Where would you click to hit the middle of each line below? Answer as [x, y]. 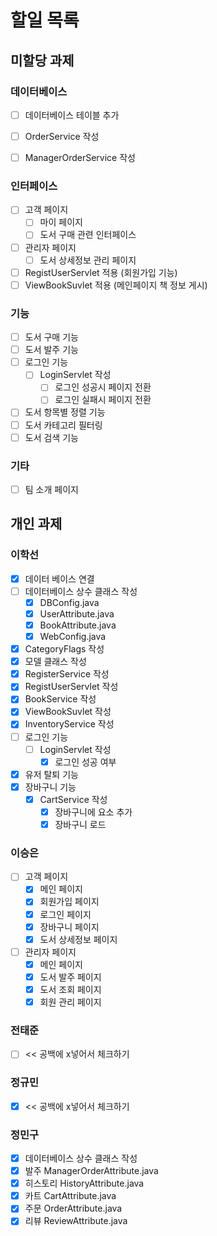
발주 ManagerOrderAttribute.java [91, 1171]
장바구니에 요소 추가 [93, 812]
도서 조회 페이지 [70, 989]
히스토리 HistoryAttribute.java [84, 1183]
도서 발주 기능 [51, 350]
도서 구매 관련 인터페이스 [88, 235]
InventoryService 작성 [69, 724]
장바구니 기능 [50, 787]
